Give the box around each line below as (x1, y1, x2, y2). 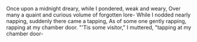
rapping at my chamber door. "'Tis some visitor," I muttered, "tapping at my (6, 24, 192, 31)
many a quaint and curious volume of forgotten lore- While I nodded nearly (6, 11, 191, 18)
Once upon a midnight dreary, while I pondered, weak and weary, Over (6, 5, 181, 12)
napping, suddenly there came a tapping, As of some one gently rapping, (6, 18, 187, 24)
